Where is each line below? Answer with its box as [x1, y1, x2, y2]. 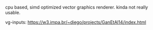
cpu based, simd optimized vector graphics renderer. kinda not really [5, 4, 148, 10]
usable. [5, 9, 21, 15]
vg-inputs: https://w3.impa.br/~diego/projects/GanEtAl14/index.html [5, 19, 146, 25]
